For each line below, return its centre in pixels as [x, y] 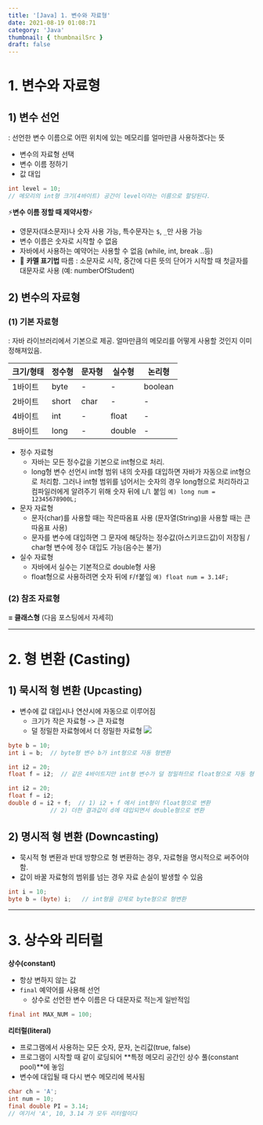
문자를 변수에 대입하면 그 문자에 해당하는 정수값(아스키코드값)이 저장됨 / [141, 537]
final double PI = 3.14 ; [49, 1106]
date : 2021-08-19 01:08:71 [52, 23]
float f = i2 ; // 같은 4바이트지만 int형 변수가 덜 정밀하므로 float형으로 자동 [127, 774]
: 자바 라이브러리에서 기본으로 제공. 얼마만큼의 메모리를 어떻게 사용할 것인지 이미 [130, 340]
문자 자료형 [36, 508]
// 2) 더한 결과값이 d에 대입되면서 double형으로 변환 [127, 810]
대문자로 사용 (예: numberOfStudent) [77, 270]
